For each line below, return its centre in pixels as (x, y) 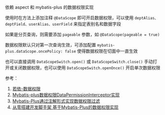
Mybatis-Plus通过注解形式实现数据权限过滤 (56, 101)
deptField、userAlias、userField (39, 24)
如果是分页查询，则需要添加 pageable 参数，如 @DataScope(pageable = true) (82, 34)
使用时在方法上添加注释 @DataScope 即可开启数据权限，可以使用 (69, 18)
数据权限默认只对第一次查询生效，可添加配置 (51, 45)
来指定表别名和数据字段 (97, 24)
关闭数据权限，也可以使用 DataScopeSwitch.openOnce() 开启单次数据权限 (87, 68)
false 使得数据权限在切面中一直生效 (102, 51)
